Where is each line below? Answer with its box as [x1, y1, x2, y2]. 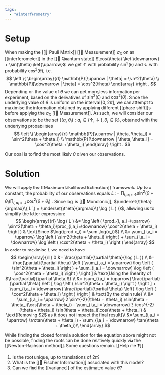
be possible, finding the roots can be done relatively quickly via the [5, 338, 141, 344]
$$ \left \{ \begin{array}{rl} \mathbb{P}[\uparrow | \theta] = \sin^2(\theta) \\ [6, 75, 159, 81]
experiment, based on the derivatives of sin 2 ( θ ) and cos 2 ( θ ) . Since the [5, 94, 148, 100]
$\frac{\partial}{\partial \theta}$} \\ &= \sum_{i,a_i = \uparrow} [5, 276, 132, 281]
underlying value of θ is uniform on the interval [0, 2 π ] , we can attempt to [5, 99, 154, 106]
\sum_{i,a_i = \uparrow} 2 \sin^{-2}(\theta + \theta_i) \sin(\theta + [17, 296, 149, 303]
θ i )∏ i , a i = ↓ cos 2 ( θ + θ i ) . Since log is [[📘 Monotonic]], [5, 197, 113, 206]
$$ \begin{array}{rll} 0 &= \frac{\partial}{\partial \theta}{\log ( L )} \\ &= [10, 254, 155, 261]
